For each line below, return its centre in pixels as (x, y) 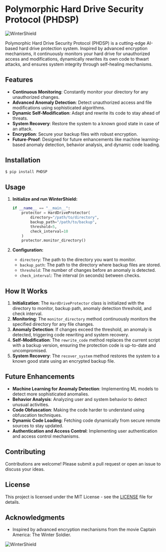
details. (13, 502)
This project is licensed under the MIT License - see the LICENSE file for (79, 497)
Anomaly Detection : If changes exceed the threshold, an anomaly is (82, 329)
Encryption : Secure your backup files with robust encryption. (75, 134)
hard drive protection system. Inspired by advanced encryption (83, 48)
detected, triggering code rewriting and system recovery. (71, 335)
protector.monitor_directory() (54, 240)
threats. (20, 118)
